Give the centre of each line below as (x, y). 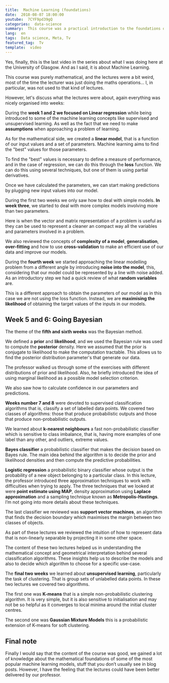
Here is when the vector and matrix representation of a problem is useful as (83, 221)
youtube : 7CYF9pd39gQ (29, 19)
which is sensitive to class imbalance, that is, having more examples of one (83, 434)
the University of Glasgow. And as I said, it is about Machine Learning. (78, 67)
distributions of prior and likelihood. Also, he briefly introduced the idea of (82, 373)
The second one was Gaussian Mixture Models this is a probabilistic (77, 620)
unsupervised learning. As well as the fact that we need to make (72, 123)
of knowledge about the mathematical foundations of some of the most (79, 659)
